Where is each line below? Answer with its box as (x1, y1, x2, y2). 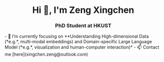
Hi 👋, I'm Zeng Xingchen (32, 4, 135, 16)
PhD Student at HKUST (55, 22, 112, 29)
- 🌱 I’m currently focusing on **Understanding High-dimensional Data (4, 33, 149, 39)
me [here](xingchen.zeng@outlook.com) (4, 52, 88, 58)
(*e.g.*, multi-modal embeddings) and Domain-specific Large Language (4, 39, 153, 45)
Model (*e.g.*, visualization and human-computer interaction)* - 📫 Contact (4, 44, 160, 50)
